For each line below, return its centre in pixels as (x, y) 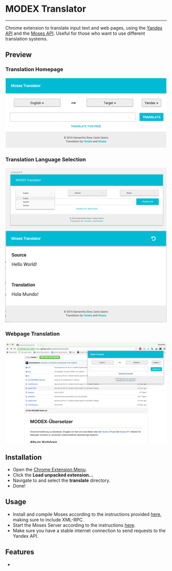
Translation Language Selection (46, 159)
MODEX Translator (46, 9)
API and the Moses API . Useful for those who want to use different (75, 33)
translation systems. (27, 38)
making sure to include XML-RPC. (48, 519)
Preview (19, 55)
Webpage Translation (33, 334)
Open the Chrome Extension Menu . (50, 469)
